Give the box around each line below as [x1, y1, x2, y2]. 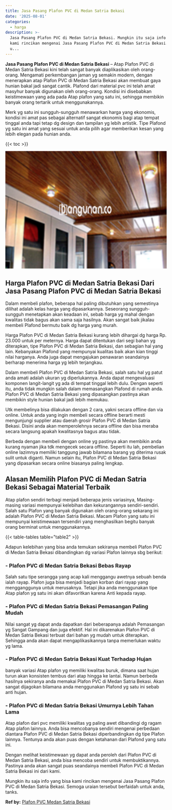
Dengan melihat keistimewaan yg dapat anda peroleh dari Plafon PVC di [5, 752, 157, 758]
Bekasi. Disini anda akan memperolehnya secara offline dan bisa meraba [5, 423, 159, 429]
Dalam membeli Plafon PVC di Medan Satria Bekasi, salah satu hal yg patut [5, 370, 163, 376]
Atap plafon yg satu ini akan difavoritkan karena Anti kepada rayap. [5, 590, 147, 596]
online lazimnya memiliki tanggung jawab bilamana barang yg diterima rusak [5, 449, 166, 455]
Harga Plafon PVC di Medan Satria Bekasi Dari [5, 279, 155, 287]
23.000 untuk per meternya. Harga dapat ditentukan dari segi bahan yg [5, 338, 156, 344]
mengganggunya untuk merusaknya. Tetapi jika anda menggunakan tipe [5, 585, 158, 591]
